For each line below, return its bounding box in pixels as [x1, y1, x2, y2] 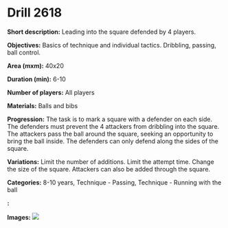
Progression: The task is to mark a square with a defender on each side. [7, 115, 213, 123]
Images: [7, 213, 31, 221]
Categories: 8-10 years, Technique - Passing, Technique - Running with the [7, 178, 222, 187]
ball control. [7, 48, 41, 56]
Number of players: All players [7, 88, 95, 96]
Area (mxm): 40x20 [7, 61, 64, 70]
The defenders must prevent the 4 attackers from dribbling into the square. [7, 122, 220, 130]
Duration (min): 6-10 [7, 74, 67, 83]
